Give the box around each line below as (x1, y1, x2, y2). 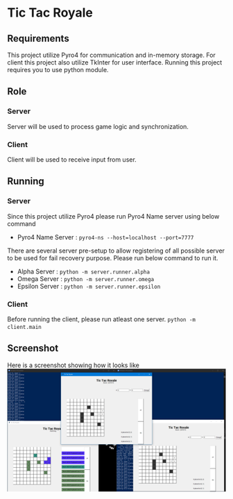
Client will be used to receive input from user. (7, 155, 137, 164)
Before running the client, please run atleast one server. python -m (7, 314, 196, 323)
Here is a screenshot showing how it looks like (7, 361, 140, 369)
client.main (7, 323, 42, 330)
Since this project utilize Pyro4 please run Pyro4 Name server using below (7, 212, 220, 220)
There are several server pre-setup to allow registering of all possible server (7, 246, 225, 255)
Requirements (7, 33, 69, 44)
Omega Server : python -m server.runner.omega (17, 274, 155, 282)
